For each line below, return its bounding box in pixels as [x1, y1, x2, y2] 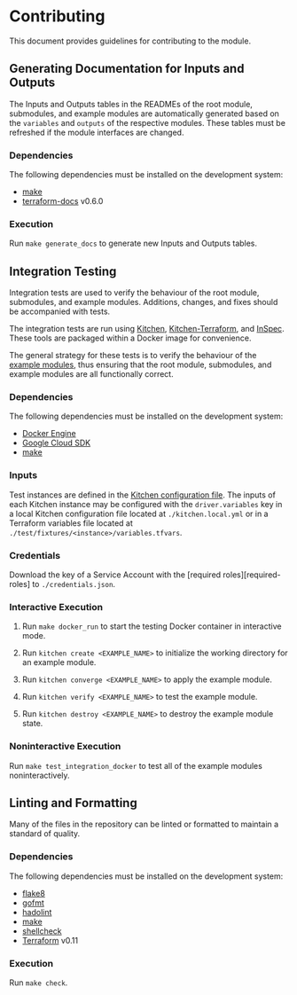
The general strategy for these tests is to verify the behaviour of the [9, 350, 257, 361]
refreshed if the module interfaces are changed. [9, 127, 184, 137]
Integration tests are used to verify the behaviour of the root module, [9, 287, 260, 298]
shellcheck [21, 925, 62, 936]
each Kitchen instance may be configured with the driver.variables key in [9, 498, 283, 509]
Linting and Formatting [9, 795, 137, 811]
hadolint [21, 906, 52, 917]
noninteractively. [9, 770, 70, 780]
